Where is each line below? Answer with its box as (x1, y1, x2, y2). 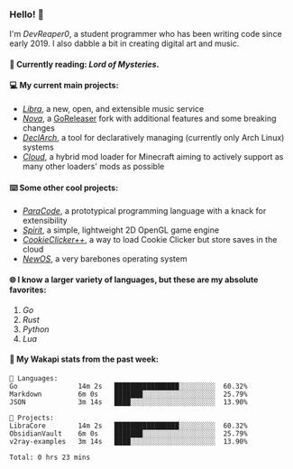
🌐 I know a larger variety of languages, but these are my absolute (9, 274, 259, 285)
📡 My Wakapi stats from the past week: (9, 354, 160, 364)
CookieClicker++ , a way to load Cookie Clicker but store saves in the (22, 234, 278, 245)
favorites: (9, 284, 47, 295)
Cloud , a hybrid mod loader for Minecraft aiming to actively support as (22, 152, 284, 162)
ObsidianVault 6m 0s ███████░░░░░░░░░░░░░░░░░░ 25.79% (9, 428, 248, 438)
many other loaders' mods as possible (22, 161, 165, 172)
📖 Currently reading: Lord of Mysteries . (9, 59, 160, 69)
